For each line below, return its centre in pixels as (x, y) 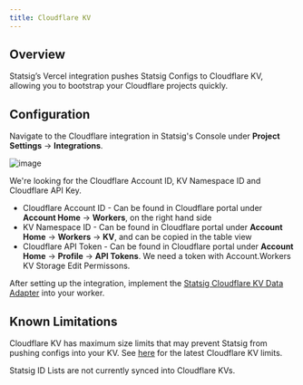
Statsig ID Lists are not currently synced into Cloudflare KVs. (122, 371)
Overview (38, 55)
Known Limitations (64, 321)
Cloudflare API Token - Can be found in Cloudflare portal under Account (158, 246)
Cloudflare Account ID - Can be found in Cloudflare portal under (142, 208)
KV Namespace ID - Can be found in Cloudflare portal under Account (152, 227)
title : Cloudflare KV (50, 18)
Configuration (50, 114)
